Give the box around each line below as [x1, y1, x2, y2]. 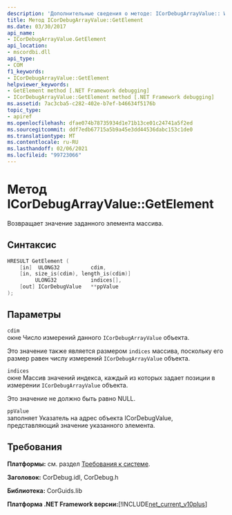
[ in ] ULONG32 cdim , [19, 264, 107, 271]
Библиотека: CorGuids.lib [7, 486, 83, 495]
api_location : [7, 42, 48, 49]
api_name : [7, 29, 36, 37]
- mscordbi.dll [7, 49, 51, 56]
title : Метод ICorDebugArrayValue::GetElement [7, 17, 144, 24]
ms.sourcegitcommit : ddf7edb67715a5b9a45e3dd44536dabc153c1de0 [7, 126, 193, 133]
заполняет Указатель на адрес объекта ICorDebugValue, [7, 413, 174, 422]
